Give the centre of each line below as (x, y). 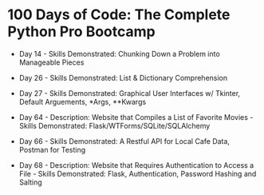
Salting (31, 182)
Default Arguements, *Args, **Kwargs (83, 101)
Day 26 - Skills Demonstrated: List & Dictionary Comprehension (123, 78)
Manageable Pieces (51, 62)
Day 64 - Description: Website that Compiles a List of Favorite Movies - (136, 117)
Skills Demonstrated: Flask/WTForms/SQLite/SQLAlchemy (114, 125)
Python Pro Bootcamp (82, 32)
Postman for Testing (52, 149)
